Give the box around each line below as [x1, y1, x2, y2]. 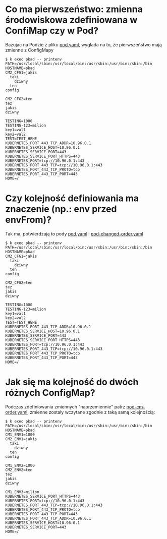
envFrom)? [5, 214, 52, 225]
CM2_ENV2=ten [5, 467, 33, 472]
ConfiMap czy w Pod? [5, 25, 99, 36]
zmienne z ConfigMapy [5, 47, 54, 53]
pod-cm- [126, 403, 145, 409]
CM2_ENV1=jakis [5, 436, 37, 442]
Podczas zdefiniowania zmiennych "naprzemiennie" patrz [5, 403, 126, 409]
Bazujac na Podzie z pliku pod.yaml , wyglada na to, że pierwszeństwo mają [5, 41, 162, 47]
